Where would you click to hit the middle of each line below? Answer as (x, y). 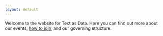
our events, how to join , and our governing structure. (58, 28)
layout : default (22, 9)
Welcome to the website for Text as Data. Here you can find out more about (81, 23)
